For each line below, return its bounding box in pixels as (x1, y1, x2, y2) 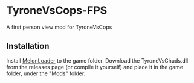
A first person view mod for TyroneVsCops (6, 23, 112, 31)
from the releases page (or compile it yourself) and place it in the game (6, 63, 183, 70)
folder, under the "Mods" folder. (6, 70, 86, 77)
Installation (6, 41, 50, 51)
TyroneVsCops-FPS (6, 4, 108, 17)
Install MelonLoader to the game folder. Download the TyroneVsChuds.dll (6, 57, 189, 64)
